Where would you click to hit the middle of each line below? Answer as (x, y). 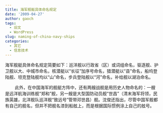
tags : (10, 23)
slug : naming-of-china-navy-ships (40, 37)
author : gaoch (19, 19)
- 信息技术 (19, 50)
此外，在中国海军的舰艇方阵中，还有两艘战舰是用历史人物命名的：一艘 (85, 87)
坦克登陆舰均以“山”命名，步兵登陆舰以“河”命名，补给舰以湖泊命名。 (85, 77)
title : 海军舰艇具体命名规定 (31, 9)
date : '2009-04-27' (25, 14)
